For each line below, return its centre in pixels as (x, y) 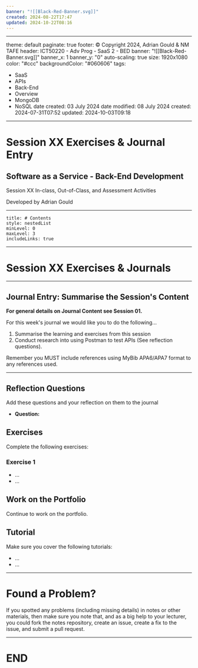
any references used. (32, 364)
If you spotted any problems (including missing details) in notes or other (93, 610)
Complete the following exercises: (47, 447)
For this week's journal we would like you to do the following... (82, 323)
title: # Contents (29, 218)
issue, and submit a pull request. (46, 628)
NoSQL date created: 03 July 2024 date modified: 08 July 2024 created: (103, 106)
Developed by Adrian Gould (40, 202)
